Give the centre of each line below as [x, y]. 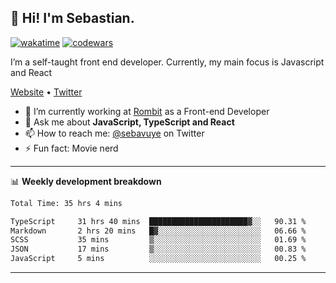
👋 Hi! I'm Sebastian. [72, 18]
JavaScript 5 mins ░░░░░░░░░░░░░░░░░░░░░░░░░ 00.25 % [158, 259]
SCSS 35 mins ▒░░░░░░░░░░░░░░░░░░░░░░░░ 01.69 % [158, 240]
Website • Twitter [46, 92]
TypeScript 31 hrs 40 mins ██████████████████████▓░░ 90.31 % [158, 221]
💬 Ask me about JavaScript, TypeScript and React [129, 122]
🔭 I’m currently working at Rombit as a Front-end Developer [147, 111]
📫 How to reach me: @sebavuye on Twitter [114, 133]
